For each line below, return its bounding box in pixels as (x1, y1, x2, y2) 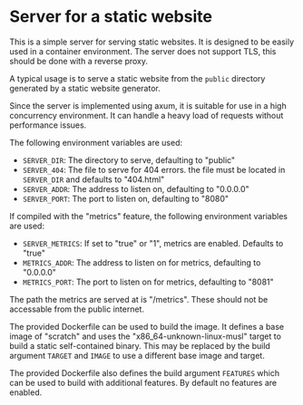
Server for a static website (9, 6, 213, 27)
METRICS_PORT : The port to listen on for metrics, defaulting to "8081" (22, 276, 274, 287)
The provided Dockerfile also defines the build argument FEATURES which (9, 367, 279, 378)
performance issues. (9, 120, 87, 130)
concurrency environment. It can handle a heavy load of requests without (9, 110, 284, 121)
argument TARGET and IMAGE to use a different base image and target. (9, 350, 265, 361)
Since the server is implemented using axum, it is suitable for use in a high (9, 100, 288, 111)
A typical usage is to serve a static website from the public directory (9, 72, 266, 83)
